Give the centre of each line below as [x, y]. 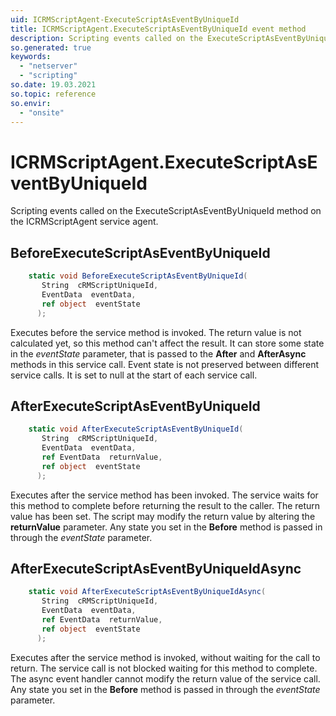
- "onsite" [42, 112]
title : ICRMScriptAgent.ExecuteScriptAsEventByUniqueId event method [158, 29]
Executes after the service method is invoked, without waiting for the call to [165, 657]
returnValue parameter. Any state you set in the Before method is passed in [166, 527]
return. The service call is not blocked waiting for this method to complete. [164, 668]
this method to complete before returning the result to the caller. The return [165, 505]
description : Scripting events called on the [106, 38]
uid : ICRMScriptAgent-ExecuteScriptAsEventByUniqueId [125, 19]
